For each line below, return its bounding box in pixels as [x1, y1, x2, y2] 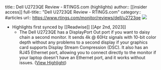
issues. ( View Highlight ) [19, 60, 67, 65]
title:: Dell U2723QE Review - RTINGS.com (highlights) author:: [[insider [5, 4, 147, 10]
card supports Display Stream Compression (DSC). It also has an [19, 45, 148, 50]
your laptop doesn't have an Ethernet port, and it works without [19, 55, 146, 60]
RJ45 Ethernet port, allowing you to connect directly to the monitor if [19, 50, 156, 55]
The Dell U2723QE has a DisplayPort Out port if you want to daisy [19, 29, 150, 35]
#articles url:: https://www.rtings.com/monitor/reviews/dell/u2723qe [5, 15, 141, 21]
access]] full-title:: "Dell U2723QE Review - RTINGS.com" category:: [5, 9, 141, 15]
